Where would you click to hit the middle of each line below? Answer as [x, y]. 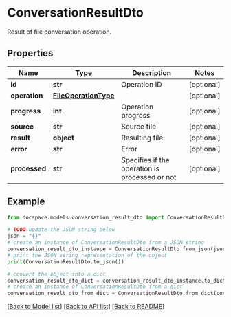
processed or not [149, 177]
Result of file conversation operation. [59, 32]
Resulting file [142, 138]
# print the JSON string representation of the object [87, 255]
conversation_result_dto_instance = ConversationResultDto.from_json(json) [118, 249]
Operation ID [142, 84]
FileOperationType [84, 96]
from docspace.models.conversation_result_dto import [86, 217]
